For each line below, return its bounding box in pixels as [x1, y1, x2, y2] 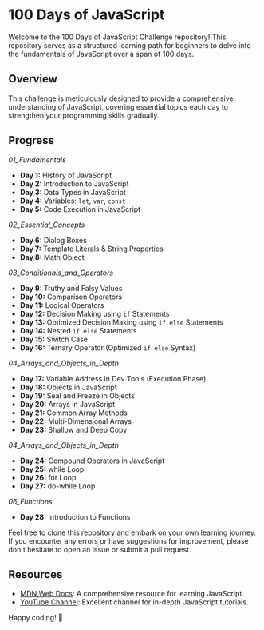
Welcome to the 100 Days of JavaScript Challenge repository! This [8, 32, 227, 42]
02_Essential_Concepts [8, 220, 85, 229]
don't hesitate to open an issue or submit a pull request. [8, 544, 191, 554]
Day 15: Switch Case [19, 334, 89, 344]
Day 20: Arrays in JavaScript [19, 399, 116, 409]
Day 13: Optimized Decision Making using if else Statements [19, 317, 223, 327]
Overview [8, 72, 58, 86]
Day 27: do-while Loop [19, 481, 96, 491]
